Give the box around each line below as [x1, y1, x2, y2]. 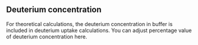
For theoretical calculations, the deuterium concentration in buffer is [6, 20, 173, 27]
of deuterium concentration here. [6, 33, 87, 40]
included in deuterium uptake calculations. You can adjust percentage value [6, 27, 192, 34]
